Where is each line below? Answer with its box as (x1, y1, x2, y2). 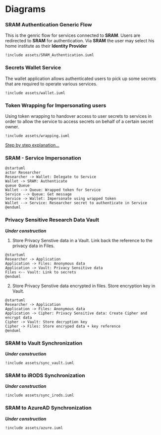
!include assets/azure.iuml (5, 425, 63, 431)
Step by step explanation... (5, 142, 59, 148)
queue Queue (5, 183, 30, 188)
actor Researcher (5, 170, 41, 175)
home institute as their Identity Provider (5, 43, 88, 49)
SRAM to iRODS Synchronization (5, 372, 85, 379)
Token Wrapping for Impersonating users (5, 102, 107, 109)
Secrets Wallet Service (5, 64, 61, 71)
